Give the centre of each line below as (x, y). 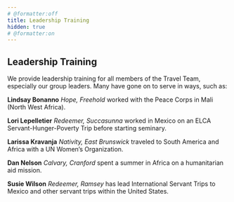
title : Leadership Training (48, 20)
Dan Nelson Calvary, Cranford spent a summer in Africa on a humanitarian (115, 163)
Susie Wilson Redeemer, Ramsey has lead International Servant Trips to (111, 184)
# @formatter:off (33, 14)
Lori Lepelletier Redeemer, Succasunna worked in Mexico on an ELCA (109, 121)
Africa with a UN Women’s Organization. (65, 149)
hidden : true (26, 27)
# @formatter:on (31, 33)
